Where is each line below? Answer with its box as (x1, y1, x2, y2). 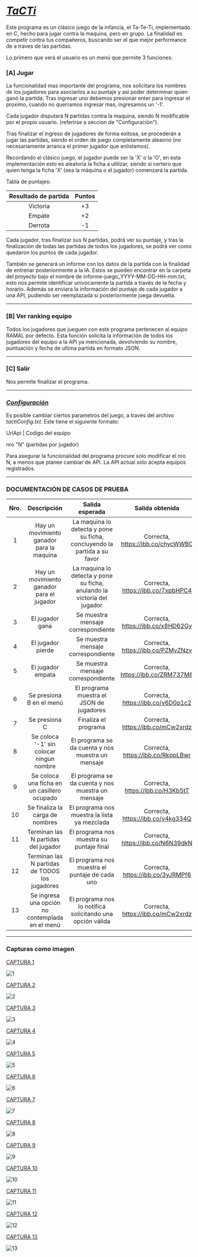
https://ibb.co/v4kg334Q (122, 815, 192, 823)
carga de (32, 811, 58, 819)
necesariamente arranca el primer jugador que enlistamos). (6, 143, 150, 150)
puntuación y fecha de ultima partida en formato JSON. (6, 344, 140, 351)
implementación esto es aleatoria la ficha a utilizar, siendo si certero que (6, 161, 181, 168)
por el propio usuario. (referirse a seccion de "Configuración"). (6, 119, 159, 126)
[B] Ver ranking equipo (6, 312, 72, 320)
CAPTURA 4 (6, 1027, 36, 1034)
